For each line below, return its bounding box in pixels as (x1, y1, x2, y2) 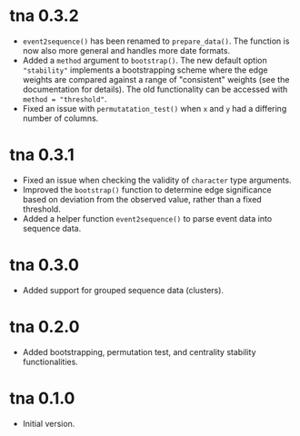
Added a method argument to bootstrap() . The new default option (22, 54, 267, 65)
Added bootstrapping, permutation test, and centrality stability (22, 346, 256, 357)
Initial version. (22, 418, 75, 429)
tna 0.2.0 (9, 317, 80, 337)
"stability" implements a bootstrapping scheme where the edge (22, 64, 268, 75)
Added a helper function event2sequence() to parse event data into (22, 213, 273, 223)
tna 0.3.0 (9, 255, 80, 275)
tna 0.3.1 (9, 144, 75, 165)
